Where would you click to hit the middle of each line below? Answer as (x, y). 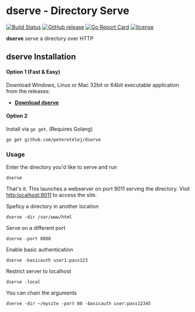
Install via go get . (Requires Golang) (49, 129)
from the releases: (28, 91)
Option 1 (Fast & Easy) (33, 72)
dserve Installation (41, 57)
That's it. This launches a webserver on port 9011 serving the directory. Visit (98, 189)
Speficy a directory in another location (52, 206)
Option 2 (17, 116)
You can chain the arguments (42, 293)
